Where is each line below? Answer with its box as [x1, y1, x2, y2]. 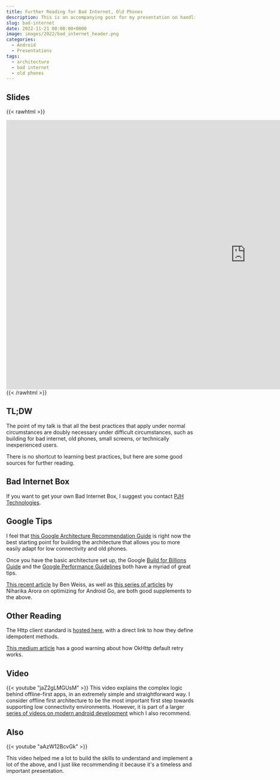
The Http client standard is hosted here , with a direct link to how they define [6, 627, 193, 634]
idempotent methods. [6, 633, 59, 641]
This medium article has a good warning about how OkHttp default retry [6, 645, 184, 652]
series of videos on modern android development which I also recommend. [6, 710, 191, 717]
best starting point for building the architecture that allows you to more [6, 538, 181, 545]
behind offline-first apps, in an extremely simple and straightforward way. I [6, 691, 190, 698]
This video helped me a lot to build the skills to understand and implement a [6, 754, 193, 761]
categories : [6, 37, 36, 43]
